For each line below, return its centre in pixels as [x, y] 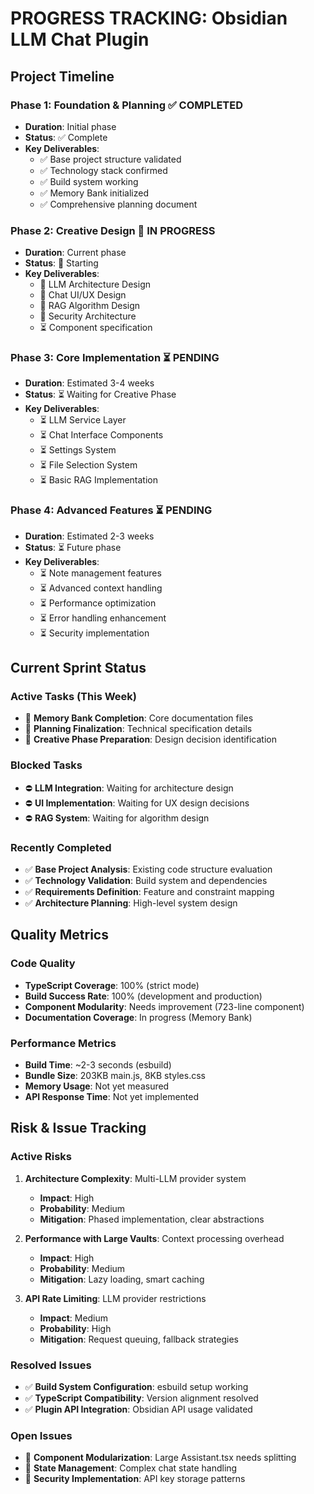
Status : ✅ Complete [66, 137]
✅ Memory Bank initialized [94, 193]
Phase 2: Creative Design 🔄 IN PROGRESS [113, 230]
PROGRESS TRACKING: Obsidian [149, 18]
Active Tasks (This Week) [73, 697]
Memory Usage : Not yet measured [97, 1086]
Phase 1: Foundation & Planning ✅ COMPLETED [127, 105]
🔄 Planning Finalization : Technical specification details [138, 729]
